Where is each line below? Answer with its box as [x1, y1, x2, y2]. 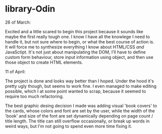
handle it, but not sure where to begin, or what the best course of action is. [5, 39, 155, 44]
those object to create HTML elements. [5, 59, 83, 65]
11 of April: [5, 68, 26, 74]
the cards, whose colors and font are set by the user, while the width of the [5, 107, 155, 114]
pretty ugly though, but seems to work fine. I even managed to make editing [5, 83, 157, 89]
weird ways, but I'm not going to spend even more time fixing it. [5, 123, 132, 129]
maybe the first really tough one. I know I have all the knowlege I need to [5, 34, 150, 40]
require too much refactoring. [5, 93, 64, 99]
